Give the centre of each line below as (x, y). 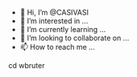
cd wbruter (27, 65)
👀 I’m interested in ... (54, 21)
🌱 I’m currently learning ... (63, 29)
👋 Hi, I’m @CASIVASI (54, 12)
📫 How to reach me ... (57, 47)
